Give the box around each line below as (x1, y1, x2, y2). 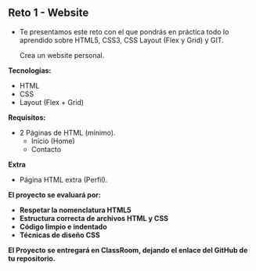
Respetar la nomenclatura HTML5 (19, 205, 132, 215)
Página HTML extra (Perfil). (19, 175, 108, 184)
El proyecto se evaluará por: (8, 190, 102, 199)
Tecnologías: (8, 66, 52, 75)
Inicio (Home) (31, 136, 76, 146)
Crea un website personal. (19, 50, 105, 60)
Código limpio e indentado (19, 222, 107, 231)
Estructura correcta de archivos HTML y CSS (19, 213, 169, 222)
